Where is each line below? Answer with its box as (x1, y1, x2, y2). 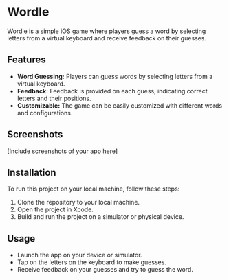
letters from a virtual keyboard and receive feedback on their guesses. (7, 34, 207, 42)
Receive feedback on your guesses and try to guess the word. (17, 266, 194, 274)
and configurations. (17, 108, 73, 117)
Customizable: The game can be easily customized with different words (17, 101, 223, 110)
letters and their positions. (17, 94, 91, 102)
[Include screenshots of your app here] (7, 147, 118, 155)
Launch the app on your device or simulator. (17, 251, 142, 259)
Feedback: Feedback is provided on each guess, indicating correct (17, 86, 208, 95)
